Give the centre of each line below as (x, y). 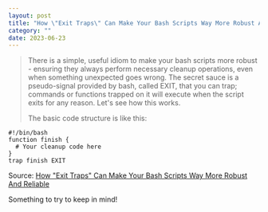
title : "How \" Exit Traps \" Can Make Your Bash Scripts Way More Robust (132, 23)
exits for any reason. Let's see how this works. (104, 103)
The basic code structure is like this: (87, 118)
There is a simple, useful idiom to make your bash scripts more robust (142, 61)
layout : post (30, 16)
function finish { (39, 140)
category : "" (30, 30)
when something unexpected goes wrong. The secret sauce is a (133, 77)
